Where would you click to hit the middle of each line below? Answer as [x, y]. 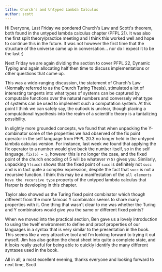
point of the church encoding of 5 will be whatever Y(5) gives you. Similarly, [81, 159]
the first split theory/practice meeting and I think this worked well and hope [80, 38]
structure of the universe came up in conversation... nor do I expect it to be [80, 48]
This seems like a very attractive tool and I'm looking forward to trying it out [80, 234]
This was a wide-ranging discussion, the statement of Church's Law [73, 82]
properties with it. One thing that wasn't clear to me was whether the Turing [80, 205]
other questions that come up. [35, 73]
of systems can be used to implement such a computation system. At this [78, 103]
